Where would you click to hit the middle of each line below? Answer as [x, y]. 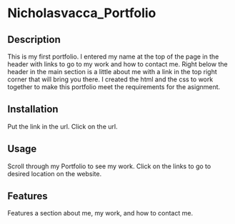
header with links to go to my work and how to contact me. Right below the [117, 64]
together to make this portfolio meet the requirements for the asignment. [114, 87]
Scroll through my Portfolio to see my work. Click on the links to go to [109, 166]
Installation [33, 110]
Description [34, 40]
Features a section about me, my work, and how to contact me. [100, 213]
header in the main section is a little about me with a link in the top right [112, 72]
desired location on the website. [55, 173]
